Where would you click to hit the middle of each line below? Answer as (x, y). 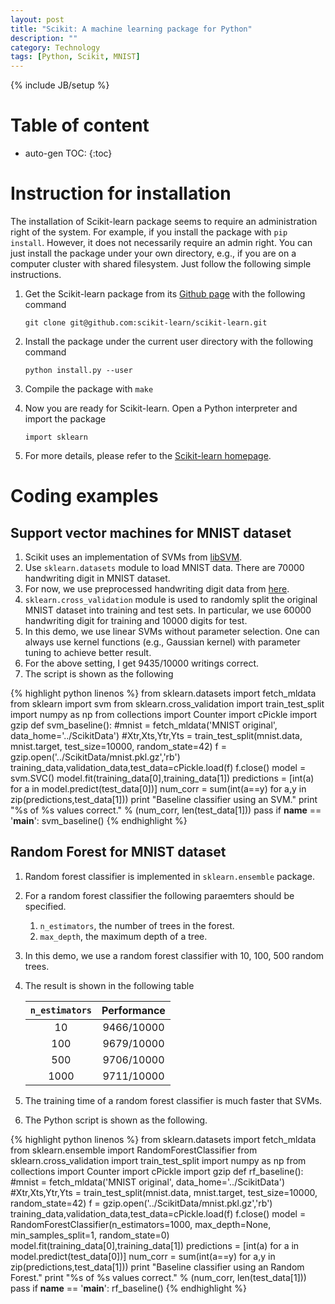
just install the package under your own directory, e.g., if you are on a (153, 253)
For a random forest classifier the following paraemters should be (159, 895)
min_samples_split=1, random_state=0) (90, 1235)
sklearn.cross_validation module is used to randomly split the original (171, 599)
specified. (45, 906)
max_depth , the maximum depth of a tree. (123, 936)
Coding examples (84, 496)
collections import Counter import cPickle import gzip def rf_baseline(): (157, 1171)
